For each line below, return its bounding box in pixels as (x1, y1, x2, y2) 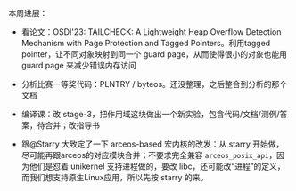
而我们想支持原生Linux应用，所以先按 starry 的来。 (21, 172, 209, 182)
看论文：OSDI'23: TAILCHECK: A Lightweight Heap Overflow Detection (21, 27, 282, 37)
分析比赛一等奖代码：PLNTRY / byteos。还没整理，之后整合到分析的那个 (21, 79, 288, 89)
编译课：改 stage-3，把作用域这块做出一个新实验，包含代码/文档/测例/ (21, 109, 280, 119)
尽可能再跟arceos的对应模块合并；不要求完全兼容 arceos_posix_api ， (21, 150, 277, 160)
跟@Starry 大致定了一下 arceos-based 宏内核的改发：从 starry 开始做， (21, 139, 284, 149)
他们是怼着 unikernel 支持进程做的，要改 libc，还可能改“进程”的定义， (29, 161, 286, 171)
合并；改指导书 (45, 120, 100, 131)
